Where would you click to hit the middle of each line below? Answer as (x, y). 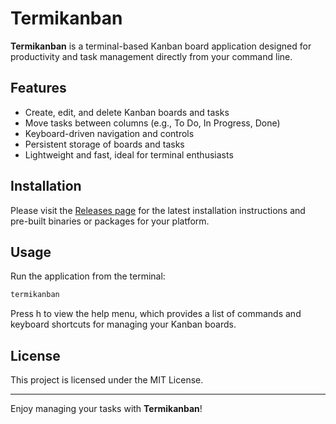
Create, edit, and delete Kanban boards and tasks (127, 112)
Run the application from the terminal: (88, 276)
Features (38, 88)
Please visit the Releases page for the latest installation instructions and (158, 210)
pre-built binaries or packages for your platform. (110, 221)
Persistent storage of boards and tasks (104, 144)
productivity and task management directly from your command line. (151, 56)
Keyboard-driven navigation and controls (109, 133)
